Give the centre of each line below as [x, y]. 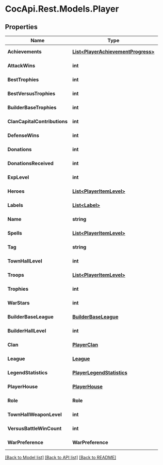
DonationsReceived [31, 163]
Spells [15, 233]
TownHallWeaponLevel [35, 415]
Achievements [25, 52]
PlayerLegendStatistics [100, 373]
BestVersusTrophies [32, 93]
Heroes [16, 191]
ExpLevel [18, 177]
